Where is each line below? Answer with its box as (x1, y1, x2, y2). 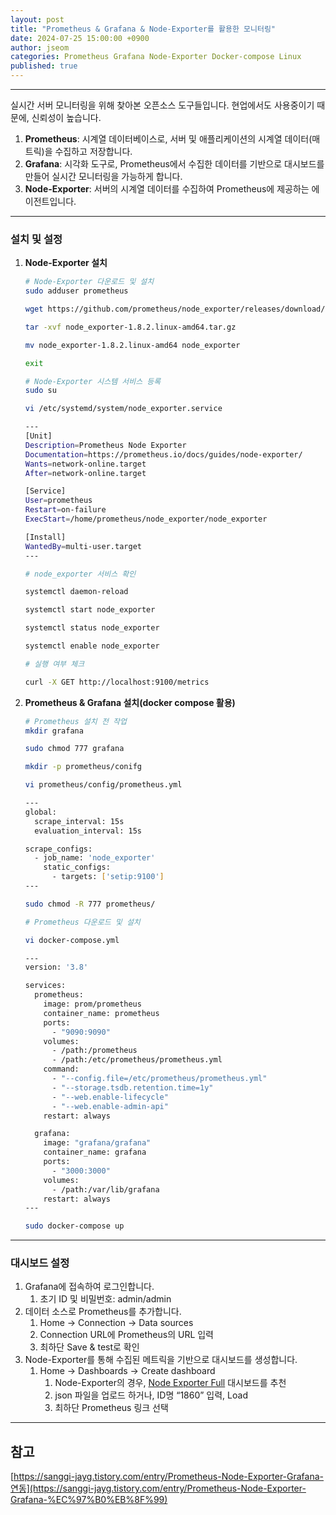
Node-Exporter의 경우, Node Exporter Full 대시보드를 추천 (54, 1377, 287, 1389)
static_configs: (43, 862, 111, 873)
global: (24, 807, 57, 817)
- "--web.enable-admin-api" (51, 1101, 169, 1111)
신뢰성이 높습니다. (31, 112, 102, 123)
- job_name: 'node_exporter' (34, 853, 156, 863)
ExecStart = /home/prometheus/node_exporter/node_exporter (24, 514, 268, 525)
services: (24, 981, 67, 991)
